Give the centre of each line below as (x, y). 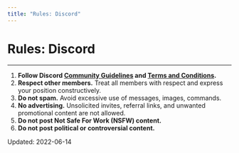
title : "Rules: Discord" (44, 14)
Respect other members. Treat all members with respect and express (120, 83)
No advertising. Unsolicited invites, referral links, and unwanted (112, 105)
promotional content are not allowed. (71, 113)
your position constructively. (59, 90)
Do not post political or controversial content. (86, 127)
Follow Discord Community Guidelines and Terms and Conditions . (117, 75)
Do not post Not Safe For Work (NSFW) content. (90, 120)
